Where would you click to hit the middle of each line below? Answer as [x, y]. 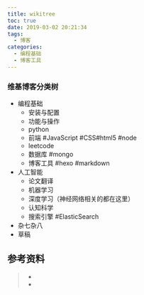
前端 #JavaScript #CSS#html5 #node [82, 138]
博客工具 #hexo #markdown [69, 163]
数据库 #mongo [51, 155]
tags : [15, 34]
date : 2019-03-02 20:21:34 [47, 27]
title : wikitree [31, 14]
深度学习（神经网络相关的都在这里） [81, 199]
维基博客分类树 [33, 86]
